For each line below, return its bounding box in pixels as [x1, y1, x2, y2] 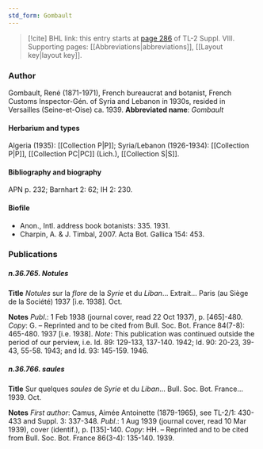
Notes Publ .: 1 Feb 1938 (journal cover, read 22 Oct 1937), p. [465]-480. [8, 313, 243, 322]
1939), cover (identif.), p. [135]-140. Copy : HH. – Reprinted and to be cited [8, 425, 249, 435]
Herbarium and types [8, 123, 81, 132]
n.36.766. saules [8, 364, 65, 374]
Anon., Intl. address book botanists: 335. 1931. [19, 221, 170, 230]
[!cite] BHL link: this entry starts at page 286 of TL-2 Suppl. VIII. [27, 33, 235, 43]
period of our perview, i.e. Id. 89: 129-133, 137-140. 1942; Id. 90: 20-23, [8, 338, 241, 347]
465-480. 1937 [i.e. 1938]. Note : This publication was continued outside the [8, 329, 255, 339]
